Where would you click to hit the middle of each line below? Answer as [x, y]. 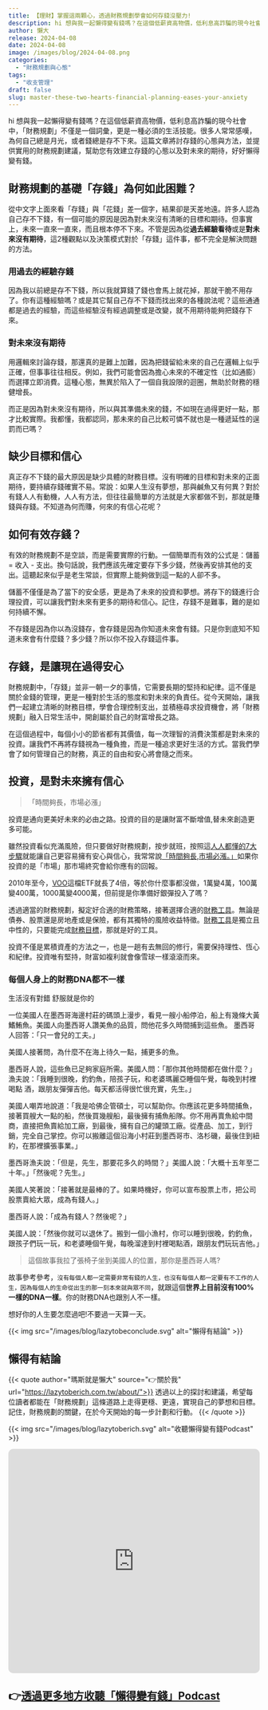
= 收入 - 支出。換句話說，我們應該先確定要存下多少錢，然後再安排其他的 [127, 565]
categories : [28, 61]
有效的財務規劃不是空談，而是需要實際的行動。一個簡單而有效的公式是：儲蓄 [134, 555]
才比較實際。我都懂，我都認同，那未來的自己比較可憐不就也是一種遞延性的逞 [134, 419]
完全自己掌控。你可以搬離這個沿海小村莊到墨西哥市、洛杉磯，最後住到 [137, 1136]
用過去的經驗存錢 [41, 271]
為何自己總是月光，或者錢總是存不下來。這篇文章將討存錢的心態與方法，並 [130, 141]
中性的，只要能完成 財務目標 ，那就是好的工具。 [85, 929]
